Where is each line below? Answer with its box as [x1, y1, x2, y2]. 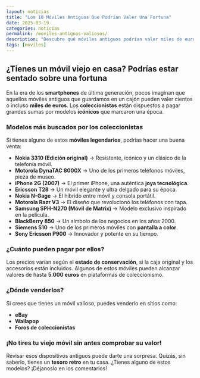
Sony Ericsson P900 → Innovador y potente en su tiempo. [14, 230, 159, 237]
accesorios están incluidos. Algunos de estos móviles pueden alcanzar [6, 265, 180, 272]
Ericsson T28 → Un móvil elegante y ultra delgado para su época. [14, 186, 177, 193]
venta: [6, 142, 22, 149]
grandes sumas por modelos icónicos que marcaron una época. [6, 108, 164, 115]
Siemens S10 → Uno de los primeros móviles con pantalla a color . [14, 224, 179, 231]
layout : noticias [6, 8, 49, 15]
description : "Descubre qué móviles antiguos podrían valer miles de [6, 36, 183, 42]
